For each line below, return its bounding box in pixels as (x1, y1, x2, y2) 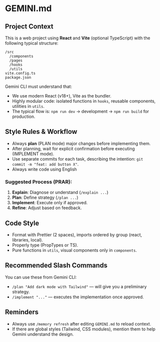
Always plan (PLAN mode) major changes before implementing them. (12, 140, 151, 146)
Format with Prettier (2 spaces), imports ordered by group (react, (12, 231, 142, 238)
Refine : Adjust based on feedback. (12, 205, 82, 211)
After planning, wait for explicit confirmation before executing (12, 146, 135, 151)
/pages (9, 58, 23, 63)
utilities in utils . (12, 103, 45, 109)
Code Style (5, 219, 39, 227)
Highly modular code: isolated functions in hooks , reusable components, (12, 98, 156, 104)
